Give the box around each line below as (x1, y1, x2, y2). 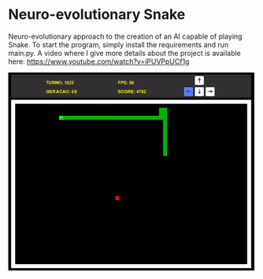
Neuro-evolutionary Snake (8, 6, 186, 24)
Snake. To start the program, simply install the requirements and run (8, 39, 229, 49)
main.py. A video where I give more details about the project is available (8, 48, 242, 58)
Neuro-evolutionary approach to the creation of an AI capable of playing (8, 32, 243, 41)
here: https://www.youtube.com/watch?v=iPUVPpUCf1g (8, 57, 190, 66)
